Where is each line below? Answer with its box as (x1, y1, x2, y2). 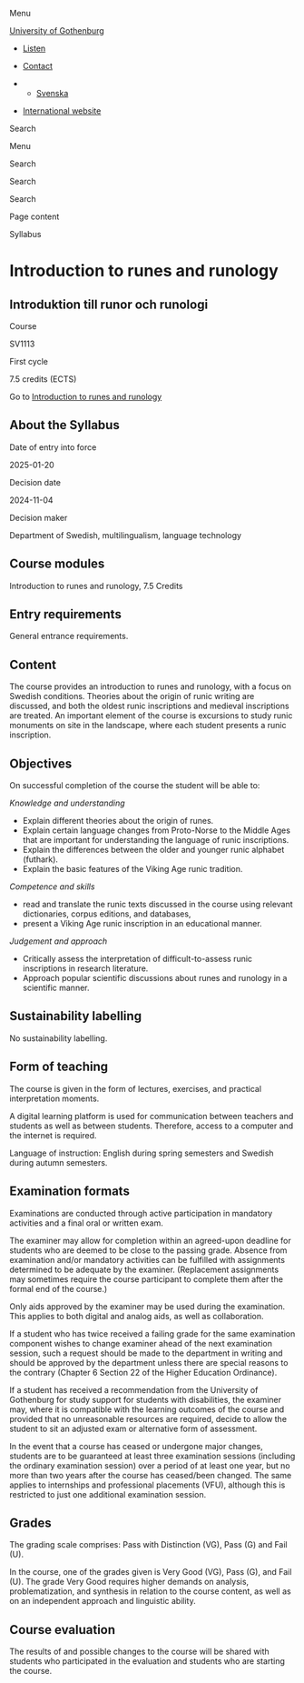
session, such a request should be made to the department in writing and (9, 1347, 283, 1358)
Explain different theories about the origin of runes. (22, 816, 214, 826)
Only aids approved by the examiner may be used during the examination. (9, 1300, 286, 1312)
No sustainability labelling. (9, 1032, 108, 1044)
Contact (22, 61, 53, 71)
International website (22, 105, 102, 116)
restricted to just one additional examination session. (9, 1488, 207, 1499)
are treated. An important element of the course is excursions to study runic (9, 710, 293, 721)
